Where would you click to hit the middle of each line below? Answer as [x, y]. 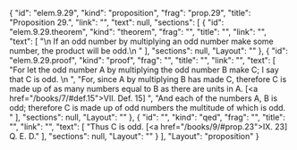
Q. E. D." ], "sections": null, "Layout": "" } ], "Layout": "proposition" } [134, 136]
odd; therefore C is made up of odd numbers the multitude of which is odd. [148, 108]
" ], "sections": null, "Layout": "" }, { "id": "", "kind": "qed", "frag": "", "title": [148, 117]
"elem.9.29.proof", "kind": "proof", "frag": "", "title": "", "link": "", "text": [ [142, 60]
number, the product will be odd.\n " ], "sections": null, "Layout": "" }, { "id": [149, 51]
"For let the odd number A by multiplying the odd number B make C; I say [144, 70]
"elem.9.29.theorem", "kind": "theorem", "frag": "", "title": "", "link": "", [138, 32]
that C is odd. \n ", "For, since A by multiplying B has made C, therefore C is [148, 79]
